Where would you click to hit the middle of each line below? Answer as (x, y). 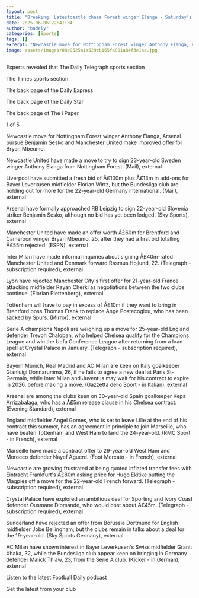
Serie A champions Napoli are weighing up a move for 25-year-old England (98, 329)
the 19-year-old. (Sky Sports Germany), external (65, 535)
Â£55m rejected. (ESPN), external (47, 245)
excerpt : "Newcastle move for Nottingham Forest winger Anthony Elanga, (98, 45)
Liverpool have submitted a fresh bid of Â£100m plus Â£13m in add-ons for (98, 178)
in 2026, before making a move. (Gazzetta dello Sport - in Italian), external (97, 384)
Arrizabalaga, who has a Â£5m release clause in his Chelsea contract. (92, 402)
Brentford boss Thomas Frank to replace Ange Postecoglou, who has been (97, 311)
